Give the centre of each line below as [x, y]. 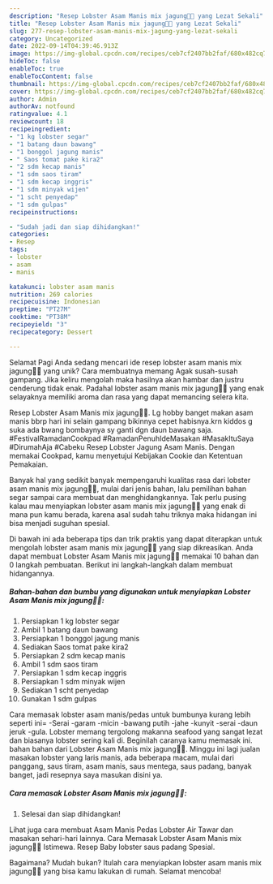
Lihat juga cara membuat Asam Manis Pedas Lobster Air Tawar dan [121, 830]
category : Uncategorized [51, 39]
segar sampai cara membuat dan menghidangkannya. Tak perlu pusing [128, 497]
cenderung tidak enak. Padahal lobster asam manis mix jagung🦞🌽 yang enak [137, 388]
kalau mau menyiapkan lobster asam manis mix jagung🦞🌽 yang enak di [128, 506]
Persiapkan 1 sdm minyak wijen [73, 681]
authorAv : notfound [42, 106]
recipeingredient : [40, 129]
